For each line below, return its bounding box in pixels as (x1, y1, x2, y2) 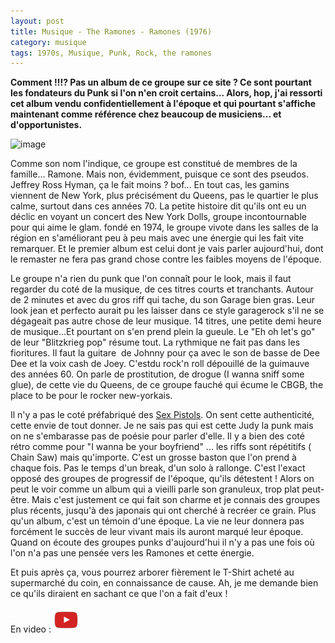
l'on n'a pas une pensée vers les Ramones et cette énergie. (10, 547, 255, 559)
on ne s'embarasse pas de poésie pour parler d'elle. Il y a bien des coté (10, 430, 305, 442)
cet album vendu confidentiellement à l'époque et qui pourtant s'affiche (10, 98, 317, 110)
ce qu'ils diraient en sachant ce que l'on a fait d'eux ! (10, 588, 228, 600)
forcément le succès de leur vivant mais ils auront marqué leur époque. (10, 526, 304, 538)
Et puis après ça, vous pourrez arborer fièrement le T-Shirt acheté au (10, 566, 295, 579)
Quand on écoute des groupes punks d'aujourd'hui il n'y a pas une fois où (10, 536, 315, 549)
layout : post (10, 16, 65, 26)
